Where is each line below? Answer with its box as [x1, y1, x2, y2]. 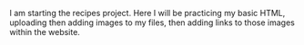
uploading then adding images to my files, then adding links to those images [9, 17, 296, 28]
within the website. [9, 27, 80, 37]
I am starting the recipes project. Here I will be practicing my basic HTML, [9, 8, 286, 18]
